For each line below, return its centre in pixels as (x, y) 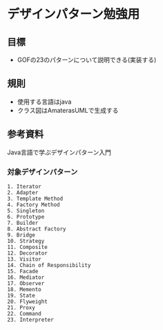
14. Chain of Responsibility (49, 265)
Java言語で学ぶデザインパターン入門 (59, 152)
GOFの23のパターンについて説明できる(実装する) (87, 60)
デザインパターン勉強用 (74, 14)
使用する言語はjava (44, 102)
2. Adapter (23, 192)
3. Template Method (35, 199)
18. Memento (24, 289)
